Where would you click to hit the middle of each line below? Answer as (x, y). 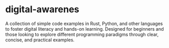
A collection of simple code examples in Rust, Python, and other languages (84, 23)
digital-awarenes (42, 9)
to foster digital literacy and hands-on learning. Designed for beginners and (85, 29)
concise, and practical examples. (40, 40)
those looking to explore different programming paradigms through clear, (82, 34)
